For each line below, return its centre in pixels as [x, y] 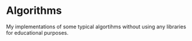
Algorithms [34, 11]
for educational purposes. [37, 32]
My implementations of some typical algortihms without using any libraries [96, 27]
